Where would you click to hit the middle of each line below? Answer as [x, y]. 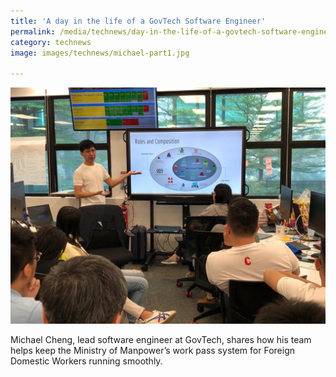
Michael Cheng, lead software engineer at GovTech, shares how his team [161, 340]
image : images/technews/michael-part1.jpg [100, 53]
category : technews [51, 42]
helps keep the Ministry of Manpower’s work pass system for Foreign [152, 351]
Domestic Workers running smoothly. [86, 361]
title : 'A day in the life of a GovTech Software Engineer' [138, 21]
